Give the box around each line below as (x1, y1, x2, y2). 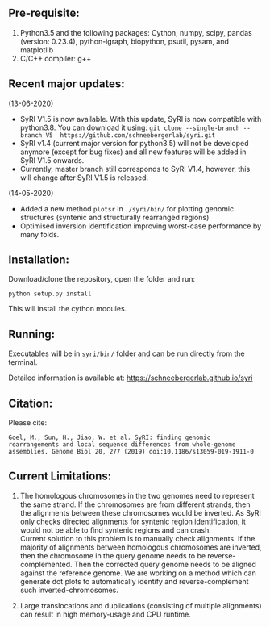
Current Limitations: (8, 470, 112, 483)
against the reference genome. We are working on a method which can (19, 568, 256, 578)
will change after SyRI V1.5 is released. (19, 173, 149, 182)
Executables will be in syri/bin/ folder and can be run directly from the (8, 349, 245, 358)
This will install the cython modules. (8, 304, 127, 314)
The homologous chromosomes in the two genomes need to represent (19, 491, 255, 500)
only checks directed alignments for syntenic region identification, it (19, 516, 246, 526)
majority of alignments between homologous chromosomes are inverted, (19, 542, 262, 552)
